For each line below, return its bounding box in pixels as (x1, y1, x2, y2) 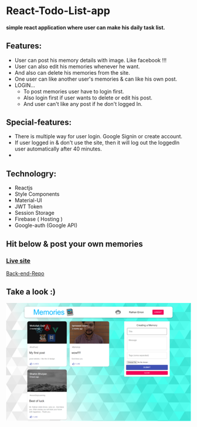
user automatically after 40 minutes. (14, 145, 102, 152)
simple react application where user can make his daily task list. (6, 24, 165, 31)
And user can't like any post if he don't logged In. (23, 100, 142, 107)
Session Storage (14, 209, 55, 216)
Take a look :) (6, 287, 56, 297)
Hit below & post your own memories (6, 239, 144, 249)
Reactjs (14, 184, 33, 192)
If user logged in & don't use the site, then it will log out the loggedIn (14, 139, 180, 146)
